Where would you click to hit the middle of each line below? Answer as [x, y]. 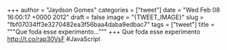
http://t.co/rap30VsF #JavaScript [54, 39]
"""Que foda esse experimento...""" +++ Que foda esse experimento [104, 32]
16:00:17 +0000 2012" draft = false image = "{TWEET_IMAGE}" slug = [106, 17]
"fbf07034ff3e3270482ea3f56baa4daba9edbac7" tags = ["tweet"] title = [111, 24]
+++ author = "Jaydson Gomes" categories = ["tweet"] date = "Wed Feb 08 [114, 10]
